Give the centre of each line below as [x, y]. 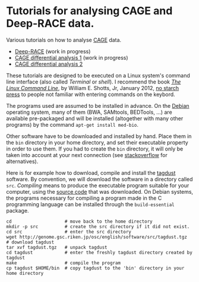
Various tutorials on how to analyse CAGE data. [64, 40]
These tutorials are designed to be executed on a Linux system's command [98, 75]
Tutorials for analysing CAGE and [89, 11]
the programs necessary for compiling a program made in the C [84, 198]
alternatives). [22, 161]
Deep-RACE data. [50, 23]
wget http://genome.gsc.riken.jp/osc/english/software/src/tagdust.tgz [97, 237]
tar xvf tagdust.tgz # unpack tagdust [57, 247]
